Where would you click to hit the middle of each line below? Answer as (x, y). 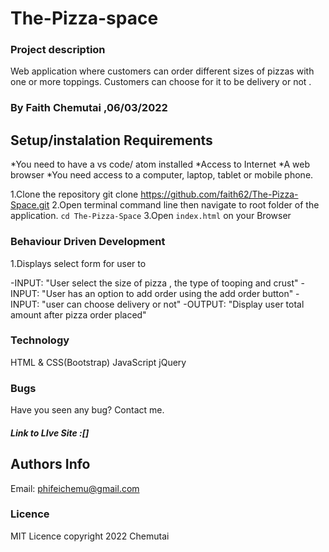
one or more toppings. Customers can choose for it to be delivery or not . (161, 82)
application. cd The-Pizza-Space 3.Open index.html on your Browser (151, 216)
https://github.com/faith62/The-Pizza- (219, 194)
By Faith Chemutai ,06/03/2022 (89, 108)
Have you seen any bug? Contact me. (87, 410)
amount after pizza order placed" (78, 314)
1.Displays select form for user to (78, 263)
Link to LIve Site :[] (50, 433)
